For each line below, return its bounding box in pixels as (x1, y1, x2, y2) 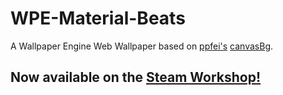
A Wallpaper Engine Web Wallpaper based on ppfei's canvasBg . (10, 40, 274, 52)
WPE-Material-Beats (10, 7, 186, 30)
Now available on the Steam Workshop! (10, 69, 262, 86)
